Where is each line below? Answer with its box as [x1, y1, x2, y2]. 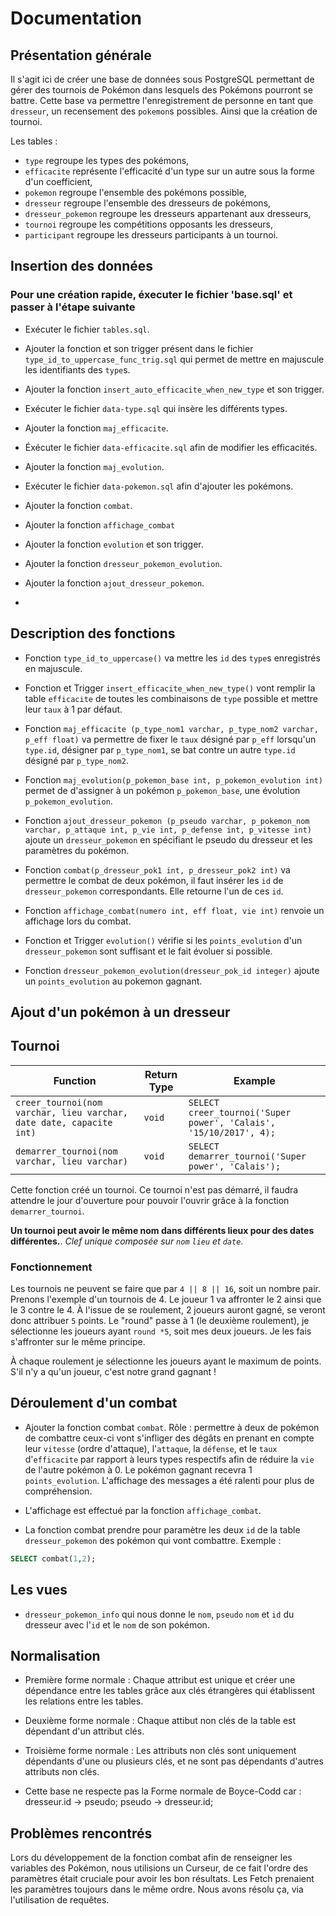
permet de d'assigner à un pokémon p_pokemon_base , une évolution [24, 784, 301, 796]
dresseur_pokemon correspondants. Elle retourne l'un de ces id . [24, 885, 284, 897]
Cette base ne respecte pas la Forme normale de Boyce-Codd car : [24, 1785, 302, 1797]
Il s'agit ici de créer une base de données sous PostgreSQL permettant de [10, 73, 315, 85]
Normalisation [10, 1647, 101, 1664]
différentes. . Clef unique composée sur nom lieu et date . [10, 1235, 244, 1247]
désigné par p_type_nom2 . [24, 754, 129, 766]
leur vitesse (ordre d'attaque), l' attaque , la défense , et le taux [24, 1442, 278, 1454]
